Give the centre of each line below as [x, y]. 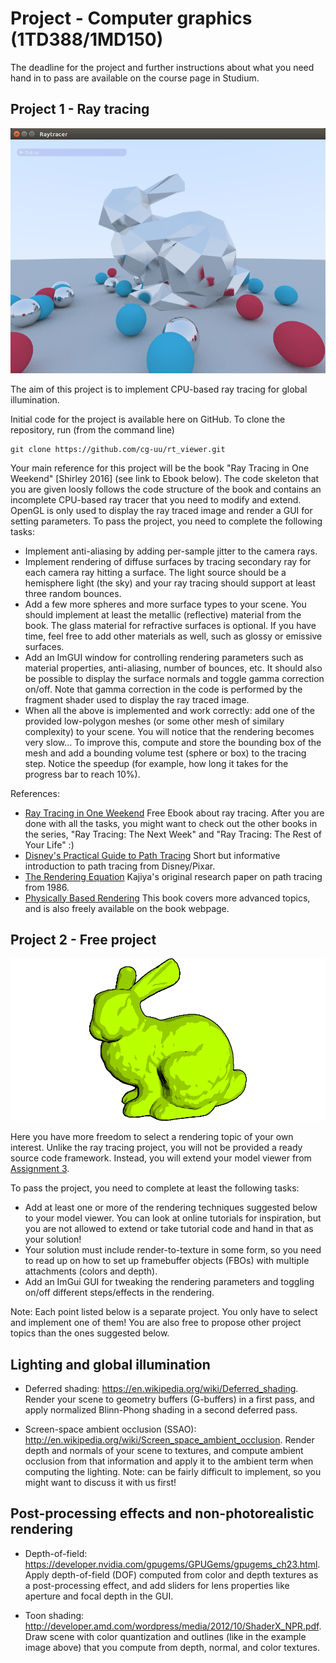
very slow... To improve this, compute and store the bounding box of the [173, 742]
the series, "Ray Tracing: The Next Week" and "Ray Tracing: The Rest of [173, 834]
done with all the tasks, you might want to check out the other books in [171, 823]
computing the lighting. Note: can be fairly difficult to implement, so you [173, 1471]
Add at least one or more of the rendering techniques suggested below [171, 1208]
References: [35, 793]
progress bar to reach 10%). [82, 774]
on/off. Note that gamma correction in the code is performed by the [163, 689]
